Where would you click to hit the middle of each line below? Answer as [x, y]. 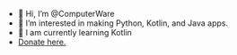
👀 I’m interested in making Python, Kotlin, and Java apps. [123, 23]
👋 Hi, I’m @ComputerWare [66, 14]
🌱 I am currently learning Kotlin [75, 32]
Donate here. [42, 42]
